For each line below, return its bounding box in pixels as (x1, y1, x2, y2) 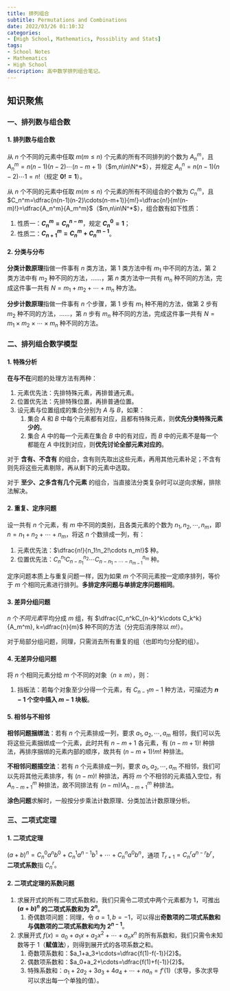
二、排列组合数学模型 (7, 339, 78, 349)
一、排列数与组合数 (7, 117, 71, 127)
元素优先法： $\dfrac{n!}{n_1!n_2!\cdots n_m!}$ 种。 (16, 546, 163, 555)
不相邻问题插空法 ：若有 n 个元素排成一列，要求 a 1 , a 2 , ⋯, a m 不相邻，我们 (7, 762, 215, 771)
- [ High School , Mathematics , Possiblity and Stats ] (7, 36, 161, 43)
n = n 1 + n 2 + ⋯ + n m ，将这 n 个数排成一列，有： (7, 531, 146, 540)
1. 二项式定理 (7, 833, 43, 842)
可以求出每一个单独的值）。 (27, 977, 103, 985)
